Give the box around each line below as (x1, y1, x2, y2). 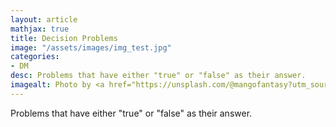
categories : (10, 52, 60, 62)
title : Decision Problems (10, 33, 118, 43)
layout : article (10, 14, 78, 25)
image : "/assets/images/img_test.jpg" (10, 42, 172, 53)
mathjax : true (10, 24, 70, 34)
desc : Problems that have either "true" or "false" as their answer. (10, 71, 307, 81)
